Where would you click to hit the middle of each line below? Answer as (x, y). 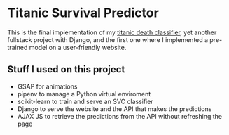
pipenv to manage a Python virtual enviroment (84, 94)
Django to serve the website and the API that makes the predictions (114, 109)
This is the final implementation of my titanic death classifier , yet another (112, 32)
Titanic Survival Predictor (83, 13)
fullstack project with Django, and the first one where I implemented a (108, 39)
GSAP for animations (47, 86)
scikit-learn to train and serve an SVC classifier (85, 101)
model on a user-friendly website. (78, 47)
